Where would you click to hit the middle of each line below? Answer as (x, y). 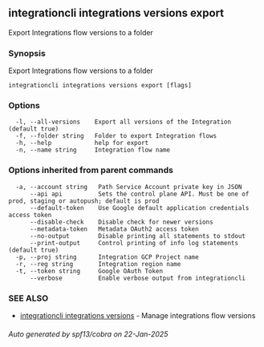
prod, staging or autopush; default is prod (84, 201)
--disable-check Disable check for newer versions (122, 222)
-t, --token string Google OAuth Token (89, 271)
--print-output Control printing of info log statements (134, 243)
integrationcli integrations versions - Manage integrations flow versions (138, 315)
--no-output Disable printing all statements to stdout (138, 236)
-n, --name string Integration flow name (93, 150)
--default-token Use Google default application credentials (139, 208)
